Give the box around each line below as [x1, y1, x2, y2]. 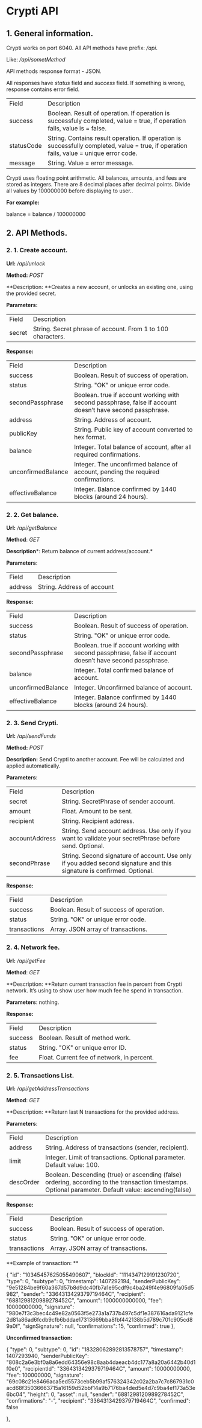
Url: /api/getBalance [6, 524, 57, 532]
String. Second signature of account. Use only [61, 852, 192, 860]
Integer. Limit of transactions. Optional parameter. [44, 1153, 186, 1161]
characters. [32, 332, 66, 340]
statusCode [9, 142, 42, 150]
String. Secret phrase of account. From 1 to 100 [32, 325, 169, 333]
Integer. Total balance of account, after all [74, 442, 192, 451]
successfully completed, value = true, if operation [47, 142, 188, 150]
